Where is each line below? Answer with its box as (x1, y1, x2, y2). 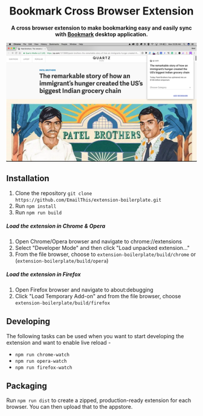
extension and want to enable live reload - (6, 339, 111, 346)
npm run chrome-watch (14, 351, 69, 357)
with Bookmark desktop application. (55, 30, 148, 37)
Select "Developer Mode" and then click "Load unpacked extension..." (14, 244, 190, 251)
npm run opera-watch (14, 358, 67, 364)
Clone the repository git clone (14, 189, 92, 197)
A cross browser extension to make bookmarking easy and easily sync (11, 24, 192, 31)
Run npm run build (14, 208, 62, 216)
